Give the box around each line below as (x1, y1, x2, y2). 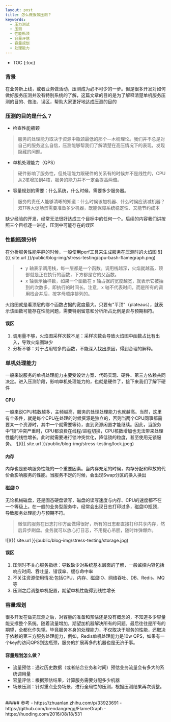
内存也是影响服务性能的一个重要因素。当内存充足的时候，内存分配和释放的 (5, 466, 161, 472)
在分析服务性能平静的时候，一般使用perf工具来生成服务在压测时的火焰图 (5, 249, 157, 255)
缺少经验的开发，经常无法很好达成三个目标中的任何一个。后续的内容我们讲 (5, 215, 161, 222)
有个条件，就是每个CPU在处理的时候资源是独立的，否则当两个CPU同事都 (5, 415, 158, 421)
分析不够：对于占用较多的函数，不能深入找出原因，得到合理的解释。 (12, 345, 156, 351)
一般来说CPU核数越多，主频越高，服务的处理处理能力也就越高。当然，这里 (5, 409, 162, 415)
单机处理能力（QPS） (12, 159, 58, 166)
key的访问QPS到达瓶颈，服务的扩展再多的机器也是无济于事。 (9, 639, 138, 646)
